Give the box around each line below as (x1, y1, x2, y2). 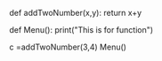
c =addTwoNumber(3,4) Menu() (9, 42, 127, 52)
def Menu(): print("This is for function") (9, 25, 154, 34)
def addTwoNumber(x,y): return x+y (9, 8, 142, 18)
